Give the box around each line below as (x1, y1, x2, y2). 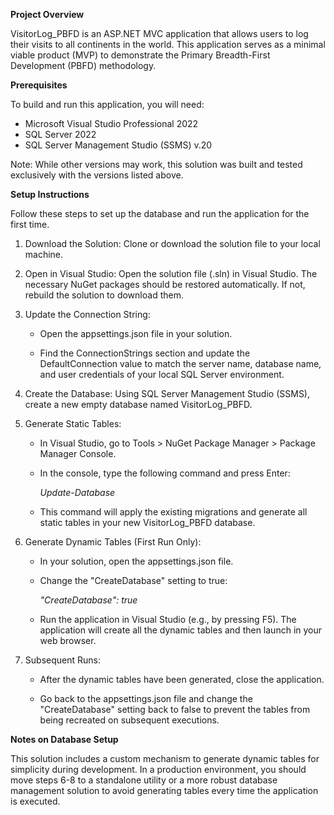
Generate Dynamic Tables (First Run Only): (24, 536, 202, 548)
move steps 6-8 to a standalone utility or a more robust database (10, 774, 278, 786)
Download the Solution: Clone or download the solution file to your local (24, 238, 321, 249)
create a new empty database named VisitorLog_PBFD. (24, 399, 253, 410)
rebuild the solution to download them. (24, 289, 184, 301)
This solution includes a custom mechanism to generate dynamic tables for (10, 753, 320, 764)
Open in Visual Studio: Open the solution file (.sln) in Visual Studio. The (24, 268, 318, 279)
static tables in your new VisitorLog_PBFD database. (39, 517, 256, 528)
